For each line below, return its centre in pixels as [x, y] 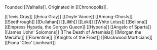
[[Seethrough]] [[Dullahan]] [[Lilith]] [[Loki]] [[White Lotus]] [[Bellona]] [76, 22]
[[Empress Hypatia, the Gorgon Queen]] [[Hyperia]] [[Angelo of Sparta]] [78, 27]
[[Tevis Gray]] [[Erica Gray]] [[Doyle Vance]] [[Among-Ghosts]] [69, 16]
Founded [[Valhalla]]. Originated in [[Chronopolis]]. [56, 7]
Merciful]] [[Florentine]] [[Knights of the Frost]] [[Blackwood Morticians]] [78, 37]
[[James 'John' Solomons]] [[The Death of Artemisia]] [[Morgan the [73, 32]
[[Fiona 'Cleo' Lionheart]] [30, 43]
